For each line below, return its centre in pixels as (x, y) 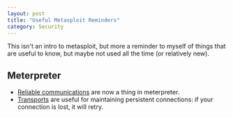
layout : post (26, 14)
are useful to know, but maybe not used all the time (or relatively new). (108, 53)
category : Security (36, 26)
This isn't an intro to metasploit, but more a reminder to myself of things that (116, 47)
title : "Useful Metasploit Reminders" (63, 20)
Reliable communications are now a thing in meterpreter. (98, 92)
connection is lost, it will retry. (60, 107)
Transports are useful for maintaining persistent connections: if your (115, 100)
